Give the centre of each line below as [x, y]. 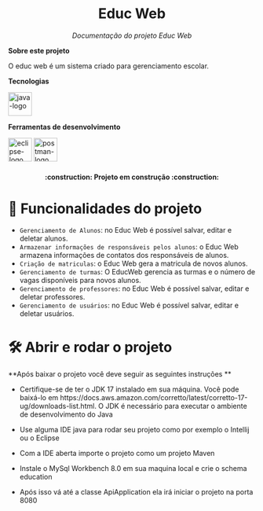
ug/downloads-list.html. [58, 406]
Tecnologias [29, 81]
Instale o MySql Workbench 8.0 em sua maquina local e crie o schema [133, 469]
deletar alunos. [44, 239]
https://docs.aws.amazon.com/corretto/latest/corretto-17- [154, 398]
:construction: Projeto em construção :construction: [132, 177]
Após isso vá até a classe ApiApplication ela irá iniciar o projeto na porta [136, 492]
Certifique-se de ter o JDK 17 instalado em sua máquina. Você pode [129, 389]
